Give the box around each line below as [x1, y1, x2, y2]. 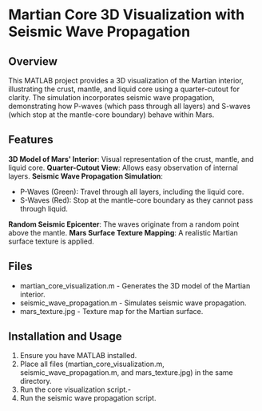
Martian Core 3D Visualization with [8, 6, 245, 24]
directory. [19, 377, 52, 386]
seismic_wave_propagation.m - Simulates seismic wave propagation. [19, 298, 247, 308]
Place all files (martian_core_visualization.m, [19, 359, 165, 369]
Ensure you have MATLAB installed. [19, 351, 137, 361]
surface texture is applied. [8, 236, 94, 246]
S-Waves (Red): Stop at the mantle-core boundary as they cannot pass [19, 195, 254, 205]
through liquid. [19, 203, 68, 213]
